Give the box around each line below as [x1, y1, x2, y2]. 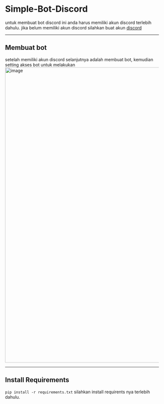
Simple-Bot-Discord [5, 3, 88, 15]
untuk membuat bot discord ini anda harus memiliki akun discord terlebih [5, 20, 152, 25]
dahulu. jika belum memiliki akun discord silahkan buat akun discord [5, 24, 142, 30]
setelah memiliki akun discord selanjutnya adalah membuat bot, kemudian [5, 56, 154, 62]
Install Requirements [5, 376, 69, 384]
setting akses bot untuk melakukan [5, 62, 76, 67]
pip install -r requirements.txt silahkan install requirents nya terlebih [5, 389, 150, 395]
